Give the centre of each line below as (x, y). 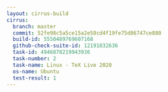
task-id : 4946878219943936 (52, 53)
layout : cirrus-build (38, 13)
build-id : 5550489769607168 (53, 39)
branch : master (35, 26)
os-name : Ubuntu (36, 71)
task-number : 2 (35, 59)
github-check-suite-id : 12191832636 (65, 46)
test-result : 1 (35, 78)
